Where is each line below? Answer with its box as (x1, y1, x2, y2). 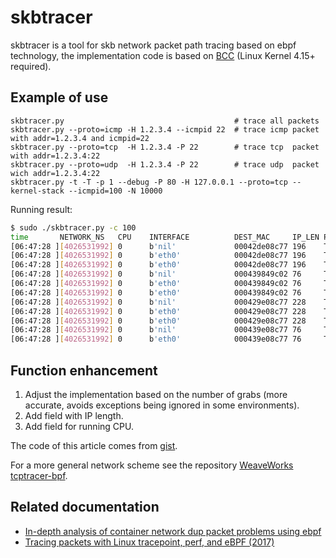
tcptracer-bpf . (10, 469, 68, 481)
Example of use (10, 89, 109, 106)
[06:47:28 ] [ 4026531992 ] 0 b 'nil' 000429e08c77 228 (10, 297, 307, 307)
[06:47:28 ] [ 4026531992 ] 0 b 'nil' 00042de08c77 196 (10, 241, 307, 251)
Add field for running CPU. (24, 420, 134, 432)
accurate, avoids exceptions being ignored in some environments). (24, 399, 300, 411)
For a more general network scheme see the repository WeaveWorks (10, 459, 294, 471)
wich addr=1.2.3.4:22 (10, 168, 101, 178)
